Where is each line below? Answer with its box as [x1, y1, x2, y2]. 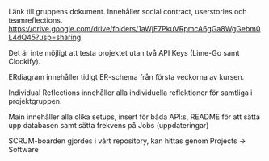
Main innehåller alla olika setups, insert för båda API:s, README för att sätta [8, 112, 261, 122]
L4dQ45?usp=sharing [8, 32, 82, 42]
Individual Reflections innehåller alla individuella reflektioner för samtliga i [8, 88, 253, 97]
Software [8, 145, 39, 154]
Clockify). [8, 56, 41, 66]
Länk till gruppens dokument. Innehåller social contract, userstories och [8, 7, 247, 16]
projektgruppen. [8, 97, 62, 105]
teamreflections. [8, 15, 63, 25]
